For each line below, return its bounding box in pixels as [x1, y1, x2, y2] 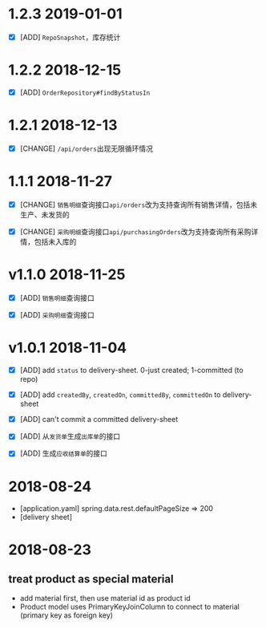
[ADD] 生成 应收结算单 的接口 [19, 448, 108, 458]
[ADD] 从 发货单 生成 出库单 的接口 [19, 431, 121, 441]
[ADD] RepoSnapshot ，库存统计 [19, 32, 121, 42]
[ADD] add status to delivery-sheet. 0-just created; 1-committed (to [19, 366, 244, 375]
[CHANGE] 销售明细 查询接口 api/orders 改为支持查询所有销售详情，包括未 [19, 200, 258, 209]
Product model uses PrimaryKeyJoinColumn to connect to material [19, 602, 240, 612]
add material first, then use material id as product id [19, 594, 191, 603]
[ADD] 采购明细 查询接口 [19, 310, 95, 320]
